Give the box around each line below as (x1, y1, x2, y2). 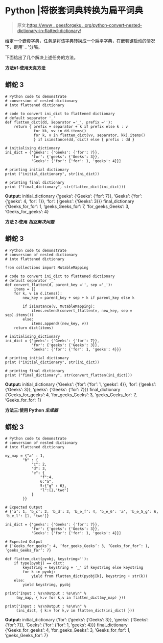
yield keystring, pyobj (23, 583, 71, 587)
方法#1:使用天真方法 (5, 65, 46, 71)
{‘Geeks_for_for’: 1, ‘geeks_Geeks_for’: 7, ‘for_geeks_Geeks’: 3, (5, 203, 130, 209)
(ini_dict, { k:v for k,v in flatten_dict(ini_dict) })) (16, 608, 135, 613)
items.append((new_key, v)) (31, 321, 89, 326)
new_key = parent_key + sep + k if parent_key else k (23, 295, 135, 300)
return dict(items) (14, 325, 54, 330)
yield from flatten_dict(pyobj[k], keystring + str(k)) (31, 574, 148, 579)
